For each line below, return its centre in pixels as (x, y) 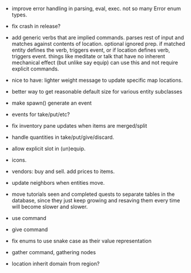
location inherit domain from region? (56, 264)
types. (19, 15)
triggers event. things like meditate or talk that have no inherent (88, 56)
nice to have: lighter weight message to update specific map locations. (97, 80)
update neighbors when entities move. (58, 183)
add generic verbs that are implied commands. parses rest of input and (98, 37)
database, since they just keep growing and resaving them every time (96, 200)
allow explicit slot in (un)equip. (48, 149)
